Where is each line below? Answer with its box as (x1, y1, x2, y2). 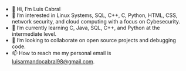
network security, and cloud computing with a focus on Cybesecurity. (11, 18, 181, 25)
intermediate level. (11, 31, 57, 38)
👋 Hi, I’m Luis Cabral (11, 6, 61, 12)
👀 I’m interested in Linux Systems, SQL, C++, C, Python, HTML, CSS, (11, 12, 178, 19)
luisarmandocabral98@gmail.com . (11, 58, 95, 65)
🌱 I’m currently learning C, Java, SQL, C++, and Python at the (11, 24, 160, 31)
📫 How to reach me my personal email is (11, 50, 111, 56)
